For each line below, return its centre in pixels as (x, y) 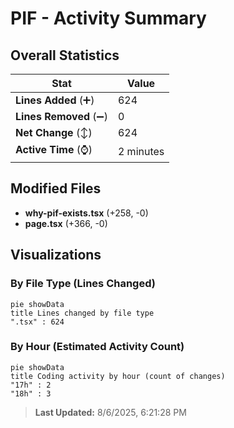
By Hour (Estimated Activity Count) (97, 347)
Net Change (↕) (54, 132)
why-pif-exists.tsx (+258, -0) (86, 213)
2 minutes (141, 151)
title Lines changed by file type (82, 313)
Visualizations (56, 255)
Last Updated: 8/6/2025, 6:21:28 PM (110, 412)
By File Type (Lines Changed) (83, 284)
